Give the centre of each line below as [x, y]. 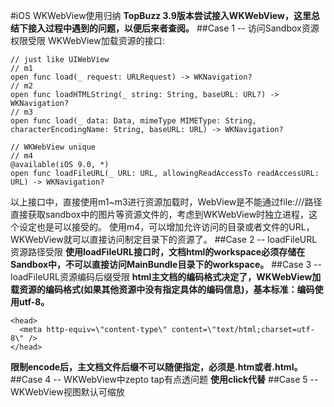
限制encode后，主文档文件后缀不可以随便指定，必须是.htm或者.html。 [156, 367]
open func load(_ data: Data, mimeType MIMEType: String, [133, 121]
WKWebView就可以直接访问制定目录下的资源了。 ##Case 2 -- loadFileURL [164, 239]
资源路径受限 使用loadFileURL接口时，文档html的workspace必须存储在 [158, 252]
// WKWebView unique [53, 147]
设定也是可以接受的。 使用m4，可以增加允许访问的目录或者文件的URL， [166, 227]
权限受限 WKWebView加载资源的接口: [87, 40]
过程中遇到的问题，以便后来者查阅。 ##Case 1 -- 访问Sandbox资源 [182, 28]
